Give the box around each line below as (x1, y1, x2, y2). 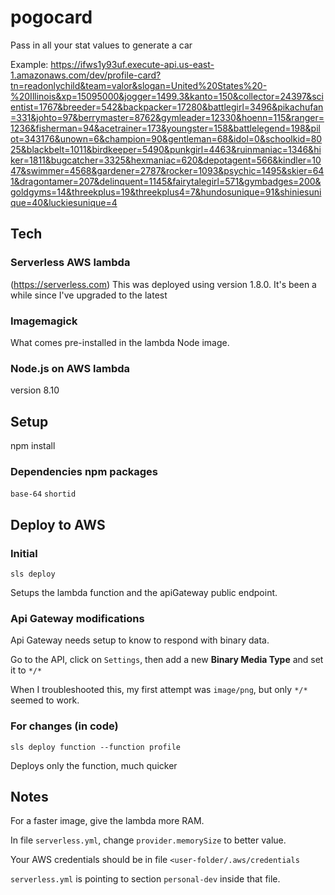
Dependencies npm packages (10, 464, 159, 478)
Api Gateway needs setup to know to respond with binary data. (10, 634, 270, 646)
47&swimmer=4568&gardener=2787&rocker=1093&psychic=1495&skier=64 (10, 164, 325, 176)
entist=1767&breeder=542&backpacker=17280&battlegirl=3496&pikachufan (10, 101, 324, 113)
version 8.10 (10, 384, 60, 396)
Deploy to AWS (10, 516, 106, 533)
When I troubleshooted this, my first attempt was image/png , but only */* (10, 684, 308, 696)
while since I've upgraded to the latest (10, 289, 168, 301)
